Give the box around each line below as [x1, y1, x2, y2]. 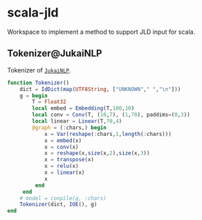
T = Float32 [32, 99, 67, 106]
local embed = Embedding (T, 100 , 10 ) [32, 105, 135, 112]
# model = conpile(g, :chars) [19, 194, 107, 201]
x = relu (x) [44, 163, 79, 170]
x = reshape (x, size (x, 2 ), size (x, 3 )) [44, 150, 150, 157]
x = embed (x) [44, 137, 82, 144]
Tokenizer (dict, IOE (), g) [19, 201, 98, 208]
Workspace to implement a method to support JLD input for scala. [7, 28, 196, 36]
